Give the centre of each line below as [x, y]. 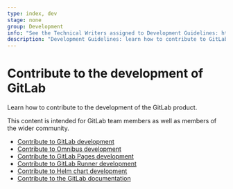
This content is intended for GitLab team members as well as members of [112, 121]
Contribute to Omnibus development [69, 149]
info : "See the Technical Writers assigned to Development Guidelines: [113, 33]
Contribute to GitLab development [66, 142]
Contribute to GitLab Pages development [75, 156]
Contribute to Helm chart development [72, 171]
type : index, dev [32, 13]
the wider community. [38, 128]
